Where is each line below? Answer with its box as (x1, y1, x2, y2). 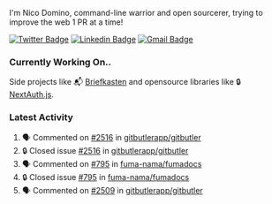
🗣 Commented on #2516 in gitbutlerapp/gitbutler (21, 132, 201, 142)
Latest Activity (9, 111, 73, 124)
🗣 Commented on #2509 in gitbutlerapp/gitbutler (21, 185, 203, 195)
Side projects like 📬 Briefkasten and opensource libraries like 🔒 (9, 77, 241, 87)
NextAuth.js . (9, 89, 55, 100)
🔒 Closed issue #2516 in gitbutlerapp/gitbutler (21, 145, 189, 155)
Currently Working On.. (9, 56, 112, 68)
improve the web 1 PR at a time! (9, 17, 124, 27)
